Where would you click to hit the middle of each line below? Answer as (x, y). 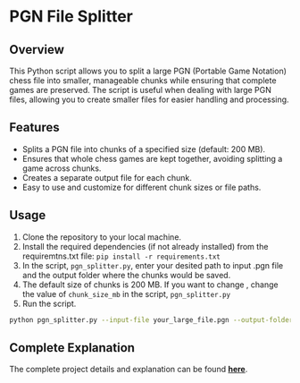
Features (34, 128)
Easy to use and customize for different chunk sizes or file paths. (142, 187)
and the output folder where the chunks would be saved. (126, 275)
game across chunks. (62, 168)
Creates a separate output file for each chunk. (107, 177)
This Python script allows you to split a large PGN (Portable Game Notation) (148, 71)
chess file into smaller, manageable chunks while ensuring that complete (143, 81)
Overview (37, 50)
